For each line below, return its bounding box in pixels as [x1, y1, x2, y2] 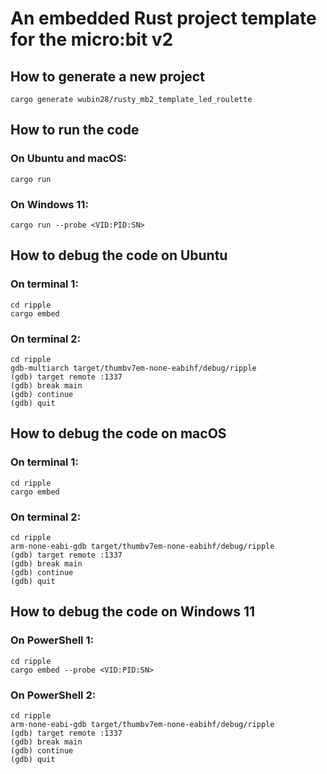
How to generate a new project [10, 68, 205, 85]
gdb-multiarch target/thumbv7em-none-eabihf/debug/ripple [10, 363, 257, 373]
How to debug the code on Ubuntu [10, 247, 228, 264]
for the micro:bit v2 [10, 28, 174, 51]
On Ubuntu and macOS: [10, 152, 128, 166]
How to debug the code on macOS [10, 425, 227, 442]
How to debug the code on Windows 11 [10, 603, 256, 621]
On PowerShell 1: [10, 633, 94, 647]
